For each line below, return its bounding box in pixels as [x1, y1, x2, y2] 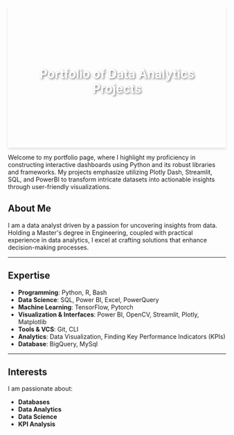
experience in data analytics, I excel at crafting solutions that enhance [8, 236, 207, 244]
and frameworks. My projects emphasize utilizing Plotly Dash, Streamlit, [8, 168, 213, 176]
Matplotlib [17, 317, 47, 326]
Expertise [8, 269, 51, 282]
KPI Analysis [17, 420, 56, 428]
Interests [8, 366, 48, 378]
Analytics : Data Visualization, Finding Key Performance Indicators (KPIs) [17, 332, 226, 341]
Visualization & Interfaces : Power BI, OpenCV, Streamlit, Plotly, [17, 310, 199, 319]
